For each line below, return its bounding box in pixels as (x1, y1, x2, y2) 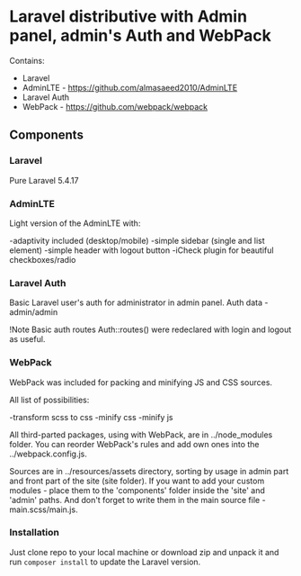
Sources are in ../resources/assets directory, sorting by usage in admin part (9, 465, 289, 476)
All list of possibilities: (9, 394, 90, 405)
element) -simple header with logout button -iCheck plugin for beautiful (9, 245, 274, 256)
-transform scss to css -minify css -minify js (9, 411, 173, 422)
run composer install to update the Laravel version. (9, 556, 201, 567)
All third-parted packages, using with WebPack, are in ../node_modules (9, 429, 273, 440)
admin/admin (9, 307, 58, 318)
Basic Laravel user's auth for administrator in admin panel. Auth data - (9, 297, 269, 308)
